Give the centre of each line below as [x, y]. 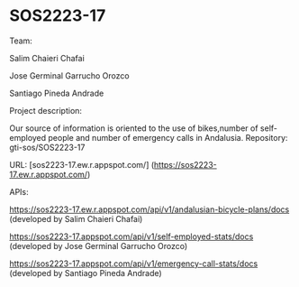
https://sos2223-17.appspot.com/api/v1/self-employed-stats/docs [131, 236]
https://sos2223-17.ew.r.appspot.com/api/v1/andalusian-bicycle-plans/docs [149, 209]
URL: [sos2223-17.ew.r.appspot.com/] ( [82, 164]
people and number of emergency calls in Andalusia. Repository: [168, 137]
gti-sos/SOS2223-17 [47, 147]
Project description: [46, 110]
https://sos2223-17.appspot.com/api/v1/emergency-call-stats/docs [134, 264]
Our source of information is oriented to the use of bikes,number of [134, 128]
